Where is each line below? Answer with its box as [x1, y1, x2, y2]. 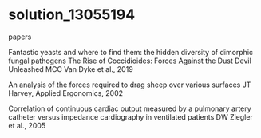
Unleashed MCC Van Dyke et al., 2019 [8, 64, 133, 73]
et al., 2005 [8, 120, 46, 130]
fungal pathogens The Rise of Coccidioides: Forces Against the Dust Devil [8, 56, 251, 65]
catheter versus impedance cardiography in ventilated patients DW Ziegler [8, 112, 253, 121]
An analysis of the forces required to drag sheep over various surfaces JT [8, 80, 251, 89]
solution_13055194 [8, 6, 136, 24]
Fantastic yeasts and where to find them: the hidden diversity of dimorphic [8, 47, 254, 57]
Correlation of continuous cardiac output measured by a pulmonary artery [8, 104, 251, 113]
